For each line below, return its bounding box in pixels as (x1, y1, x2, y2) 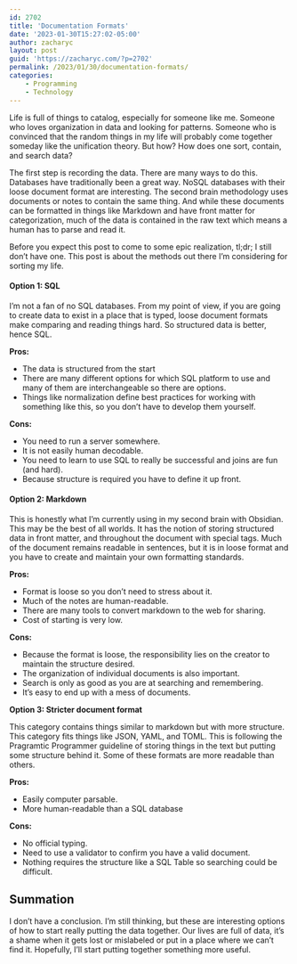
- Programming (25, 79, 77, 88)
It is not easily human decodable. (21, 445, 144, 455)
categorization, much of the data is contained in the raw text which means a (9, 215, 287, 225)
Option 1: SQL (9, 281, 60, 291)
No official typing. (21, 837, 88, 848)
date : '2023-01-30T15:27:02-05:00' (9, 29, 141, 38)
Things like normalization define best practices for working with (21, 391, 256, 402)
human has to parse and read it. (9, 224, 126, 234)
